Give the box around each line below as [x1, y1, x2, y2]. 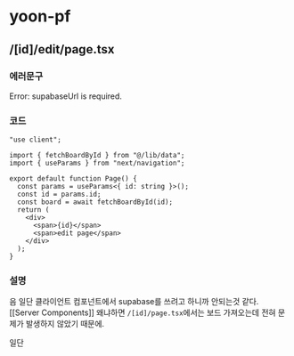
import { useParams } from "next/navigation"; [9, 158, 185, 168]
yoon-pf [9, 6, 71, 27]
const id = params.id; [17, 190, 102, 199]
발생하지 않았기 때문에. [25, 319, 105, 329]
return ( [17, 206, 50, 214]
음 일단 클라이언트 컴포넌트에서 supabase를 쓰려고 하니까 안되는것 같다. [9, 296, 259, 307]
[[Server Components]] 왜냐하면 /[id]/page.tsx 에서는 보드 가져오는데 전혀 [9, 307, 276, 318]
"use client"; [9, 135, 62, 144]
